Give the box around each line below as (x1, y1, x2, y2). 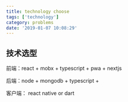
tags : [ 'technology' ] (6, 14, 59, 20)
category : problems (6, 19, 54, 25)
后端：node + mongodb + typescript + (6, 77, 99, 84)
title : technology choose (6, 8, 69, 15)
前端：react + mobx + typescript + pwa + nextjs (6, 65, 122, 72)
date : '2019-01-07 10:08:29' (6, 25, 78, 31)
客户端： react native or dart (6, 90, 75, 97)
